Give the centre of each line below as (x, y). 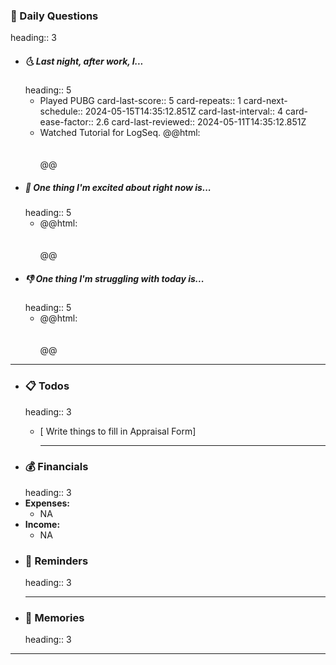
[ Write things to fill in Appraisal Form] (118, 431)
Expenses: (47, 503)
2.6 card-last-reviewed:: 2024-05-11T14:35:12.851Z (201, 122)
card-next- (265, 101)
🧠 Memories (54, 618)
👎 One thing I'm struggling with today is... (114, 278)
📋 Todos (47, 386)
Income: (42, 524)
